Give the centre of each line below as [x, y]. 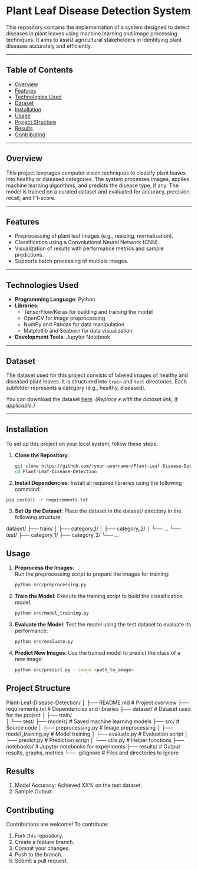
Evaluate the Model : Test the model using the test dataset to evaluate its [103, 624]
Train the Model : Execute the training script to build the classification [98, 596]
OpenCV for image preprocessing [64, 318]
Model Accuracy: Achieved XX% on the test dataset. [78, 785]
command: [28, 489]
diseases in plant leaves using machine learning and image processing [92, 33]
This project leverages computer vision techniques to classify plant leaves [96, 173]
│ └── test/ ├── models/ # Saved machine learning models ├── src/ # [93, 721]
